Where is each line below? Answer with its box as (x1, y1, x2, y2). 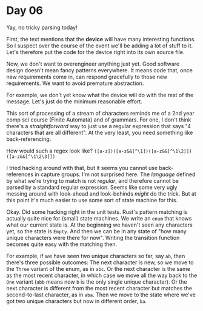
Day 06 (6, 4, 44, 18)
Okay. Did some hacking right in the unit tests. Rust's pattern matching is (6, 208, 188, 216)
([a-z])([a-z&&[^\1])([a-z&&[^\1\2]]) (93, 148, 192, 154)
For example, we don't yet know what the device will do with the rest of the (6, 91, 194, 98)
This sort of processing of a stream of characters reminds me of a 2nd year (6, 109, 195, 117)
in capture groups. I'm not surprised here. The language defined (35, 171, 196, 178)
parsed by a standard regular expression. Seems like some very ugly (6, 183, 178, 191)
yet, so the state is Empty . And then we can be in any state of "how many (6, 227, 187, 234)
